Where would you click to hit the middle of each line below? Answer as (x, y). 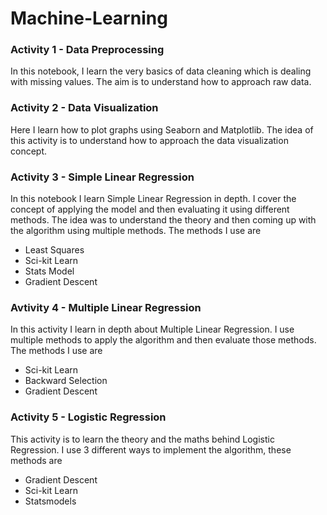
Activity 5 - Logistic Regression (88, 417)
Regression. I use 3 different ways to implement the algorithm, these (151, 449)
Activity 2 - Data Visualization (84, 108)
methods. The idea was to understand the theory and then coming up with (163, 220)
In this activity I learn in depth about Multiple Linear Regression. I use (152, 329)
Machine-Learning (89, 18)
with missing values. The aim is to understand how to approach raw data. (161, 82)
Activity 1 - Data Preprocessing (87, 50)
